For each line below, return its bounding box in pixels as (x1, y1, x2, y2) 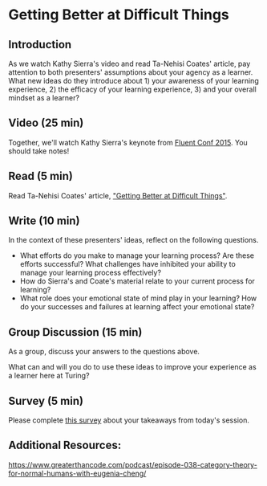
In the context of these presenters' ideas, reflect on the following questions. (8, 235, 259, 245)
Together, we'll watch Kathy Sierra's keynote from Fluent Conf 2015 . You (8, 137, 249, 147)
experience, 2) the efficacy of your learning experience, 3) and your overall (8, 84, 257, 94)
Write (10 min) (8, 214, 80, 228)
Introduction (8, 38, 72, 51)
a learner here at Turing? (8, 371, 90, 381)
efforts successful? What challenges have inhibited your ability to (19, 259, 237, 269)
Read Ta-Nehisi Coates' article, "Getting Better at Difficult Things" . (8, 190, 228, 200)
